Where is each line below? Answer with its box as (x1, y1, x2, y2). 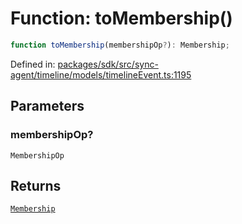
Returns (10, 177, 62, 194)
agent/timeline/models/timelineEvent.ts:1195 (10, 68, 192, 81)
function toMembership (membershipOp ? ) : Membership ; (10, 40, 230, 50)
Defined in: (10, 58, 56, 70)
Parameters (10, 98, 85, 115)
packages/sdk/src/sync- (57, 58, 159, 70)
